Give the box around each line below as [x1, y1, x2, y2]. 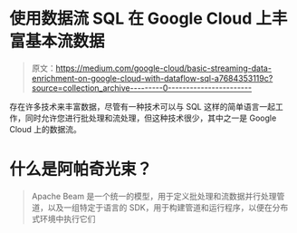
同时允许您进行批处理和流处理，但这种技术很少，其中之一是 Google [24, 112, 277, 123]
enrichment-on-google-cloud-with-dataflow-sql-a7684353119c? [31, 73, 273, 83]
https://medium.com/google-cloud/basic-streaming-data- [55, 63, 272, 73]
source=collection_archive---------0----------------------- [31, 83, 252, 93]
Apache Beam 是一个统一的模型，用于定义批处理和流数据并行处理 [31, 190, 277, 201]
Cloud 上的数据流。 [9, 123, 81, 134]
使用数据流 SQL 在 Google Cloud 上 [9, 8, 272, 29]
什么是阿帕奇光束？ [9, 160, 153, 180]
